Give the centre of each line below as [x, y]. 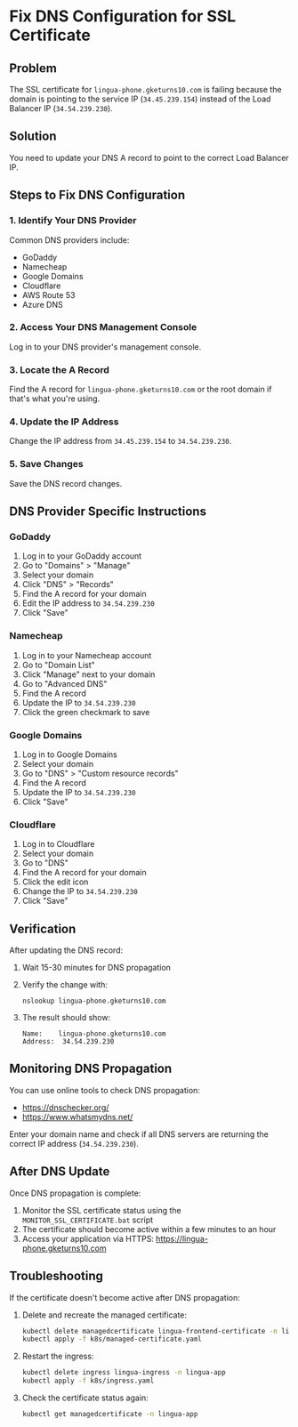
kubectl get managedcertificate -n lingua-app [110, 1415]
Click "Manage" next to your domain [89, 674]
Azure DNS [43, 304]
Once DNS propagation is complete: [75, 1193]
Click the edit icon [55, 882]
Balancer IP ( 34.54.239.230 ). [61, 108]
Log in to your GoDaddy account [82, 556]
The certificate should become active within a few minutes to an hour [149, 1229]
